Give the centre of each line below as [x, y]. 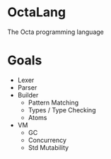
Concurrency [47, 140]
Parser [27, 87]
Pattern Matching [53, 102]
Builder [28, 95]
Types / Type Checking [62, 110]
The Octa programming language [55, 32]
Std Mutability [48, 147]
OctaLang [36, 12]
